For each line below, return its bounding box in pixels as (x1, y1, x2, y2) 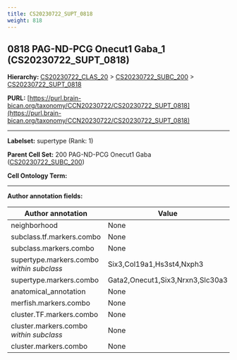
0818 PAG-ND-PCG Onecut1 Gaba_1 (7, 43, 166, 55)
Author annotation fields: (7, 192, 83, 200)
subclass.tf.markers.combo (11, 232, 101, 242)
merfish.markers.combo (11, 298, 90, 308)
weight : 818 (7, 17, 42, 24)
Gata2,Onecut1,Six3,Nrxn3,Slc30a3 (107, 275, 228, 285)
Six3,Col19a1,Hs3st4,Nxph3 (107, 259, 204, 269)
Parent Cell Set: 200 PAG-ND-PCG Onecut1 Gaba (7, 150, 152, 159)
